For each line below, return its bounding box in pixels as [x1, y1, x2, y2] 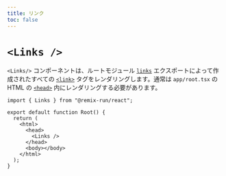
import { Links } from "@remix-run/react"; [7, 97, 134, 104]
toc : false [7, 16, 38, 23]
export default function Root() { [7, 109, 106, 116]
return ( [13, 115, 38, 122]
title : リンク [7, 10, 45, 17]
